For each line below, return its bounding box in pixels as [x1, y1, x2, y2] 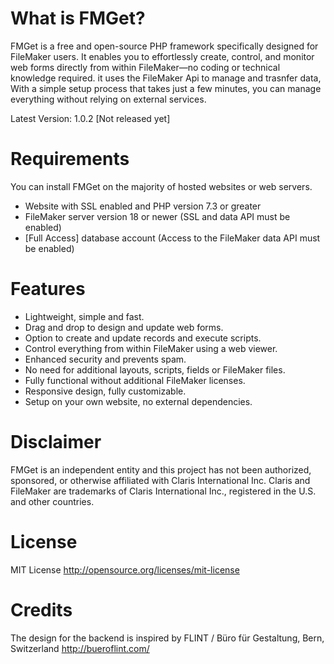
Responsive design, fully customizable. [24, 385, 187, 397]
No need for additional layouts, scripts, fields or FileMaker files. [24, 363, 286, 376]
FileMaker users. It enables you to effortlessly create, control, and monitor [10, 50, 315, 62]
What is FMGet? [10, 7, 146, 30]
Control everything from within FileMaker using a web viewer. [24, 342, 278, 354]
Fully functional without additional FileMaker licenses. [24, 374, 246, 386]
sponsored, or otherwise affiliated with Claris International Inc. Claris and [10, 474, 311, 486]
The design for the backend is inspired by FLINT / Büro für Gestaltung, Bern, [10, 632, 325, 644]
